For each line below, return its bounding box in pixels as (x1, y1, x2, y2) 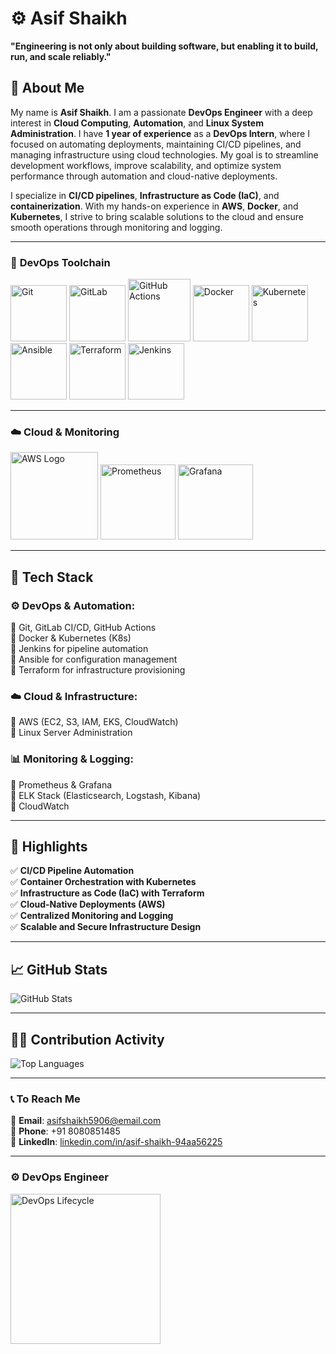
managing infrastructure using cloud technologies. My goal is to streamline (10, 148, 319, 161)
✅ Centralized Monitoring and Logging (10, 910, 174, 922)
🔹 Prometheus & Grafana (10, 778, 113, 791)
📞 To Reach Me (10, 1092, 81, 1106)
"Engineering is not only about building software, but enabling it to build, (10, 40, 319, 52)
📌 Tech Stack (10, 568, 94, 586)
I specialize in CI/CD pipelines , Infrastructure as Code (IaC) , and (10, 189, 280, 201)
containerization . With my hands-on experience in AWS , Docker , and (10, 200, 299, 212)
